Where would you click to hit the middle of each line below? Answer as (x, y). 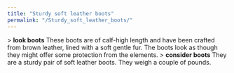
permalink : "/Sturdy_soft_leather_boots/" (70, 20)
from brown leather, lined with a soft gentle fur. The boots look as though (113, 47)
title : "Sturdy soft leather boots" (61, 14)
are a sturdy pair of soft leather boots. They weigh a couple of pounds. (109, 62)
